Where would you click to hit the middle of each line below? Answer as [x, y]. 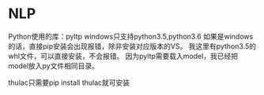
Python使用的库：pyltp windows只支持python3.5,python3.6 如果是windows [131, 36]
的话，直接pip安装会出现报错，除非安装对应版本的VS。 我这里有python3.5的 [132, 46]
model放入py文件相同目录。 [53, 66]
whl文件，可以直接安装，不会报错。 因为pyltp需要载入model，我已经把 [123, 56]
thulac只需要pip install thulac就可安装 [69, 82]
